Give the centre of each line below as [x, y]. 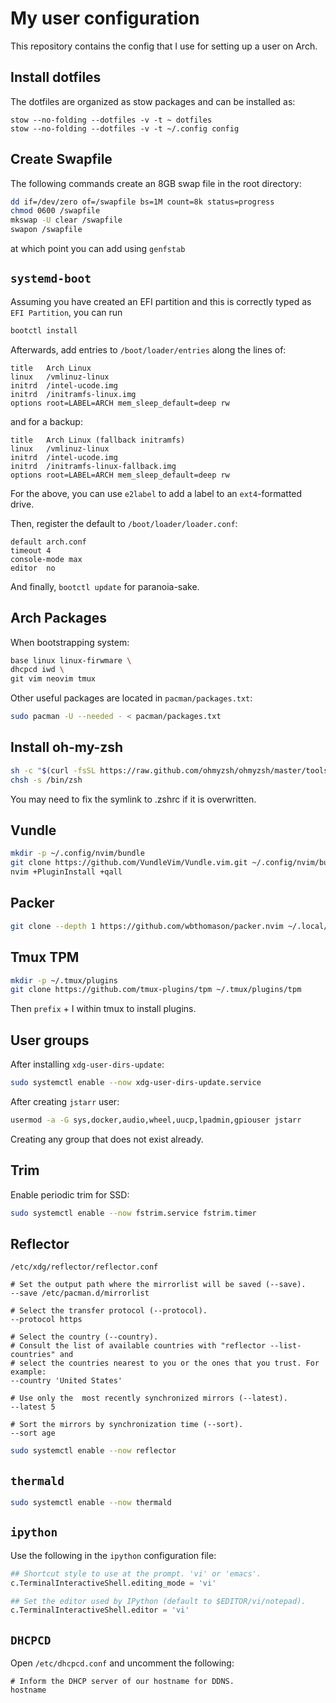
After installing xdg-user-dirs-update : [87, 1064]
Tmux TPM [45, 957]
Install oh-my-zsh [67, 747]
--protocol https [46, 1320]
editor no [33, 568]
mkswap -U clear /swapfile [66, 220]
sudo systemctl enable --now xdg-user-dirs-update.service [136, 1083]
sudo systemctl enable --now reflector [93, 1451]
